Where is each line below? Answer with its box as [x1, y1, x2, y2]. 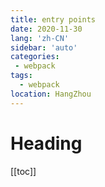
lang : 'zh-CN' [10, 33, 70, 43]
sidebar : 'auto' [10, 42, 78, 53]
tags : [10, 71, 33, 81]
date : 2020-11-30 [10, 24, 83, 34]
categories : [10, 52, 60, 62]
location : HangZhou [10, 89, 92, 99]
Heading [10, 132, 83, 155]
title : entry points [10, 14, 97, 25]
